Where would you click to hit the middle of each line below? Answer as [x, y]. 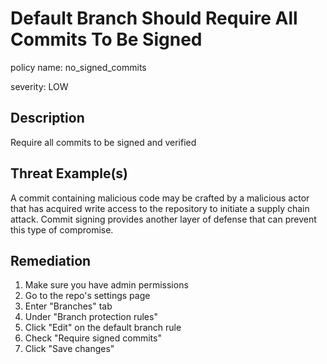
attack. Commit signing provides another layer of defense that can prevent [163, 219]
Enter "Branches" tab [68, 306]
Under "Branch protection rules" [91, 317]
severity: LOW [39, 86]
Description [47, 118]
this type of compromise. [62, 229]
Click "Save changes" [69, 349]
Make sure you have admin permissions [106, 285]
